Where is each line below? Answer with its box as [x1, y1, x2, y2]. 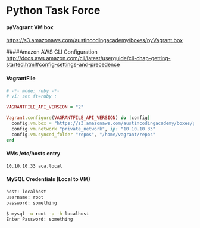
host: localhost [6, 189, 46, 195]
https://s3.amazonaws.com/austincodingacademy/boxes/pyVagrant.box [6, 37, 183, 44]
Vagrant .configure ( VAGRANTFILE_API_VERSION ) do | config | [6, 115, 151, 121]
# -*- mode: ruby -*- [6, 88, 60, 94]
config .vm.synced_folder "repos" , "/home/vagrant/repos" [11, 132, 156, 138]
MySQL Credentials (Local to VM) [6, 176, 90, 183]
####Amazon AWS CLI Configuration [6, 48, 98, 55]
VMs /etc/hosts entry [6, 150, 61, 157]
